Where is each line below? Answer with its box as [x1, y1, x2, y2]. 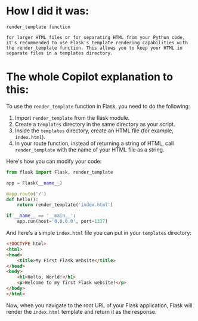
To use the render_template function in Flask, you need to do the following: [6, 102, 190, 110]
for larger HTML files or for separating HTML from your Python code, [6, 34, 185, 40]
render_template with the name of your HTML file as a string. [14, 146, 165, 153]
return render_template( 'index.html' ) [17, 202, 113, 208]
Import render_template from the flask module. [14, 114, 130, 121]
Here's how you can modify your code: [6, 158, 102, 165]
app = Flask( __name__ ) [6, 180, 63, 186]
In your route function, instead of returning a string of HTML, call [14, 140, 174, 147]
